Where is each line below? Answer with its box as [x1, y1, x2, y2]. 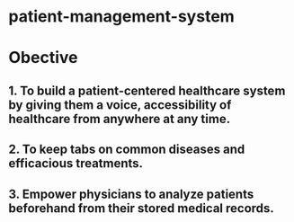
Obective [8, 48, 78, 68]
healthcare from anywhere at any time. [8, 111, 231, 127]
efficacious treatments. [8, 155, 144, 172]
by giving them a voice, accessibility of [8, 97, 232, 112]
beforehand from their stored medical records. [8, 200, 275, 216]
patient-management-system [8, 6, 235, 27]
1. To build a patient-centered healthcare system [8, 83, 286, 98]
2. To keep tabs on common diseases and [8, 142, 245, 157]
